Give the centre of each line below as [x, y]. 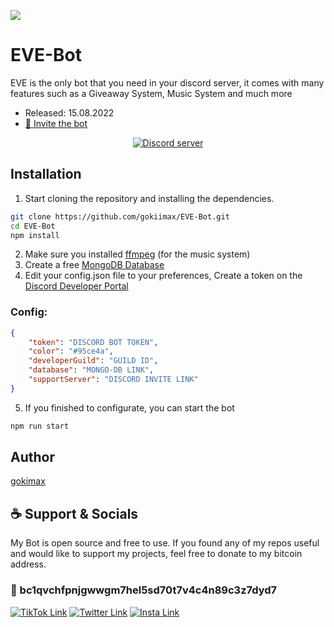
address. [28, 564]
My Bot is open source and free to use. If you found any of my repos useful [165, 543]
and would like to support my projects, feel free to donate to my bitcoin [156, 554]
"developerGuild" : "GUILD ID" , [93, 361]
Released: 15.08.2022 [69, 112]
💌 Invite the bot [56, 123]
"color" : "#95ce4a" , [71, 351]
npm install [35, 235]
